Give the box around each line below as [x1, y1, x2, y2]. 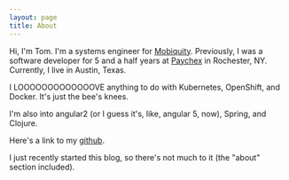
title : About [9, 21, 58, 30]
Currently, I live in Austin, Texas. [9, 64, 127, 75]
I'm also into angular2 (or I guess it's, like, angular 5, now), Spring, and [9, 108, 267, 119]
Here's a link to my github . [9, 135, 105, 145]
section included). [9, 161, 75, 172]
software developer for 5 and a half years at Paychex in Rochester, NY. [9, 55, 268, 66]
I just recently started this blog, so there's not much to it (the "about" [9, 152, 261, 162]
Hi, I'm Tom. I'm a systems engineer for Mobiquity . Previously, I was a [9, 45, 263, 56]
